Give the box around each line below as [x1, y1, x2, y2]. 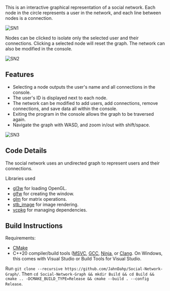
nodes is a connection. [5, 15, 53, 21]
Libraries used [5, 175, 36, 181]
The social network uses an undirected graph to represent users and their [5, 160, 160, 166]
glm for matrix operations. [12, 196, 67, 202]
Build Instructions [5, 222, 63, 230]
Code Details [5, 146, 47, 155]
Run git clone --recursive [5, 266, 63, 272]
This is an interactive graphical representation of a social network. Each [5, 5, 156, 10]
